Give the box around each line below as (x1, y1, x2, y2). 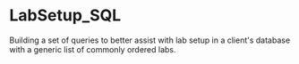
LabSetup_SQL (9, 5, 122, 26)
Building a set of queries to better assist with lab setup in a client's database (9, 35, 291, 45)
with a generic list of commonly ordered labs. (9, 44, 176, 54)
